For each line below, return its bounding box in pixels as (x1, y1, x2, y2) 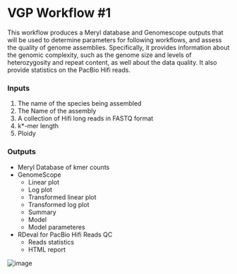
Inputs (7, 83, 30, 93)
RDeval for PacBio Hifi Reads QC (17, 230, 113, 239)
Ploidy (17, 129, 37, 138)
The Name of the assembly (17, 107, 97, 116)
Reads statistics (28, 237, 75, 246)
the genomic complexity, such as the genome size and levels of (7, 51, 192, 59)
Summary (28, 208, 56, 216)
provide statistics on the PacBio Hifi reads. (7, 66, 130, 74)
